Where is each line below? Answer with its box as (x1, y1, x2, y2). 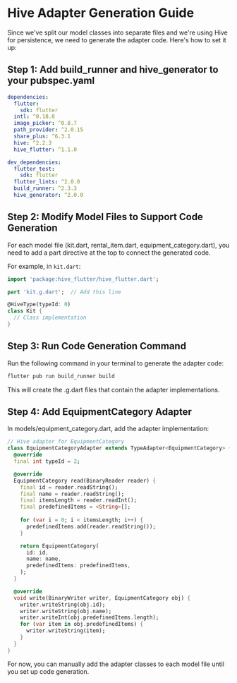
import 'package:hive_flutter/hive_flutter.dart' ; (7, 275, 159, 283)
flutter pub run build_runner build (7, 373, 115, 380)
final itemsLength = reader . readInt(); (20, 497, 138, 504)
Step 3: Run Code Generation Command (7, 340, 187, 352)
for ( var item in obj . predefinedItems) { (20, 621, 143, 628)
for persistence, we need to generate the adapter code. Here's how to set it (7, 35, 227, 44)
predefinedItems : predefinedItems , (25, 562, 131, 569)
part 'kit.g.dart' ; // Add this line (7, 288, 121, 296)
